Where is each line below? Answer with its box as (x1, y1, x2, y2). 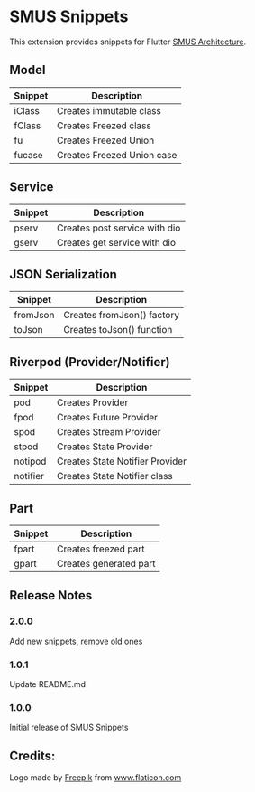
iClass (14, 104, 41, 117)
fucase (14, 148, 43, 161)
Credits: (9, 748, 56, 763)
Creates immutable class (57, 104, 162, 117)
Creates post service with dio (57, 222, 181, 234)
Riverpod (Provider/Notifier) (9, 354, 170, 370)
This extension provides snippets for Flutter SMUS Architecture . (9, 36, 246, 47)
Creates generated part (57, 558, 156, 570)
